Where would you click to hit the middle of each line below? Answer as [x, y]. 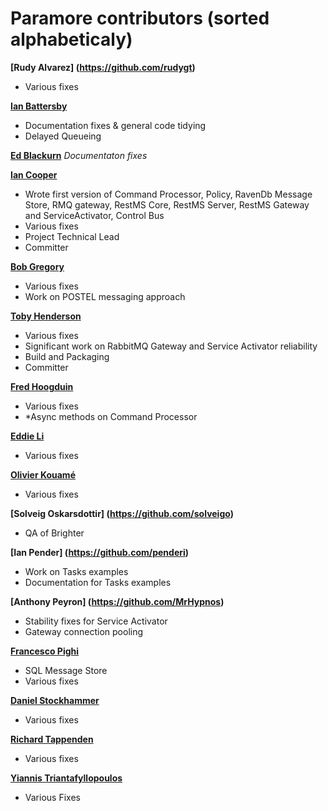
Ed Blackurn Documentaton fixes [79, 155]
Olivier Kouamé [43, 474]
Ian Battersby [39, 106]
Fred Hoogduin [42, 386]
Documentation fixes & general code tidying [115, 125]
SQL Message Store [66, 670]
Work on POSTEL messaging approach [105, 296]
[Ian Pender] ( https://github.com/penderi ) [100, 552]
